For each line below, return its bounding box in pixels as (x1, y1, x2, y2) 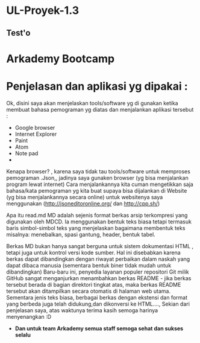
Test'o (6, 28, 31, 38)
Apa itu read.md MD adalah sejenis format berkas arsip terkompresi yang (6, 211, 188, 219)
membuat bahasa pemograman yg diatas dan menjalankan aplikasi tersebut (6, 106, 194, 113)
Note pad (14, 149, 39, 157)
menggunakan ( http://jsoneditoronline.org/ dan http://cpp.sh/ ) (6, 200, 160, 207)
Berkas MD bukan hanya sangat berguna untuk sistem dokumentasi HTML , (6, 242, 194, 249)
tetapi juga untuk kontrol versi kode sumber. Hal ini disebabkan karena (6, 249, 181, 256)
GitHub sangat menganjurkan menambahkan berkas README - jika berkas (6, 274, 192, 281)
